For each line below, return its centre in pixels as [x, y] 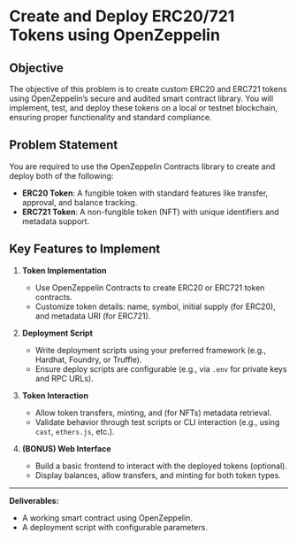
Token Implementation [64, 270]
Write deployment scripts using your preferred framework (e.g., [151, 350]
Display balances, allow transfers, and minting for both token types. [158, 475]
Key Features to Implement [85, 249]
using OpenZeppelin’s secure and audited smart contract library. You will [141, 98]
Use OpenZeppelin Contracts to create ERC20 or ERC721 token [150, 287]
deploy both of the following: [61, 175]
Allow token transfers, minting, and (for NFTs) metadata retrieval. [153, 413]
